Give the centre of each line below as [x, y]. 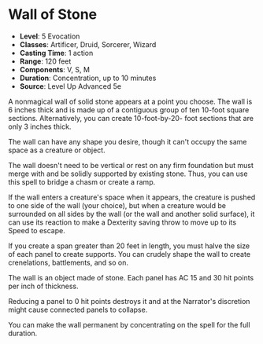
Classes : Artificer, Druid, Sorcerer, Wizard [88, 44]
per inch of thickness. [43, 286]
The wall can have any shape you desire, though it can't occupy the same [128, 141]
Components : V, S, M [55, 69]
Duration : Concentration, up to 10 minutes [88, 78]
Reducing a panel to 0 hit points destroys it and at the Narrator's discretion [129, 301]
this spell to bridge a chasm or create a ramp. [82, 181]
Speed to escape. [37, 230]
